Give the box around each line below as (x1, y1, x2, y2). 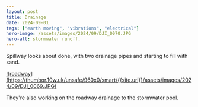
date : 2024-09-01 (6, 20, 49, 25)
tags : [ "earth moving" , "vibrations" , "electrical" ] (6, 25, 139, 31)
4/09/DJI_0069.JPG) (6, 83, 57, 89)
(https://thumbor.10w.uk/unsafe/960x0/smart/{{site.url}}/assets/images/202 (6, 76, 192, 83)
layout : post (6, 8, 39, 15)
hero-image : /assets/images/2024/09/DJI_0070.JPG (6, 31, 132, 37)
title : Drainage (6, 14, 46, 20)
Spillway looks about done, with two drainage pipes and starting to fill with (6, 53, 188, 59)
